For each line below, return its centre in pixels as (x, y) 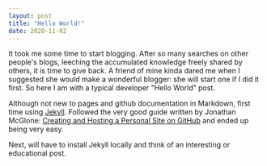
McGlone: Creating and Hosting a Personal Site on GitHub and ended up (129, 121)
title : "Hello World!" (47, 23)
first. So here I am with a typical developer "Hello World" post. (112, 88)
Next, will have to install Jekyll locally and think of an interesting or (119, 145)
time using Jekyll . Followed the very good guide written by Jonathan (122, 112)
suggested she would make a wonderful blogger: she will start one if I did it (133, 79)
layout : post (30, 16)
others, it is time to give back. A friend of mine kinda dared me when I (124, 71)
